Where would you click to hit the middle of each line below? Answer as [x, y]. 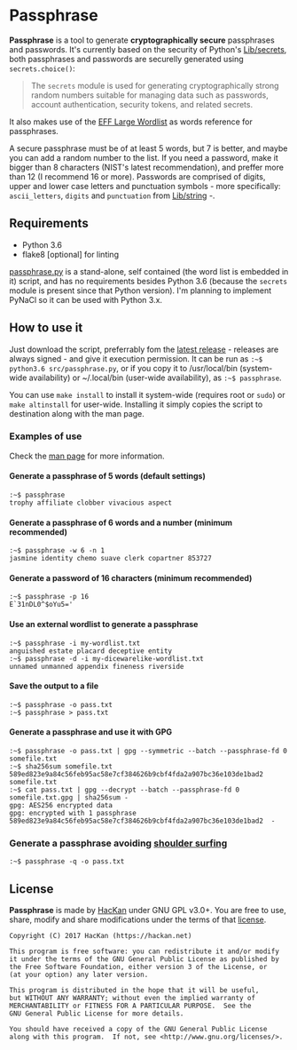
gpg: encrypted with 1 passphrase [73, 814]
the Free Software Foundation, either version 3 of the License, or [138, 967]
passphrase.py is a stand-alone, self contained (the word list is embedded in [149, 271]
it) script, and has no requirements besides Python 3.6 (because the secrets [148, 281]
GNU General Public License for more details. [97, 1014]
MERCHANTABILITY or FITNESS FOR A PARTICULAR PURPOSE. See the [130, 1006]
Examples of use [46, 436]
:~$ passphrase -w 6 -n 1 [57, 551]
